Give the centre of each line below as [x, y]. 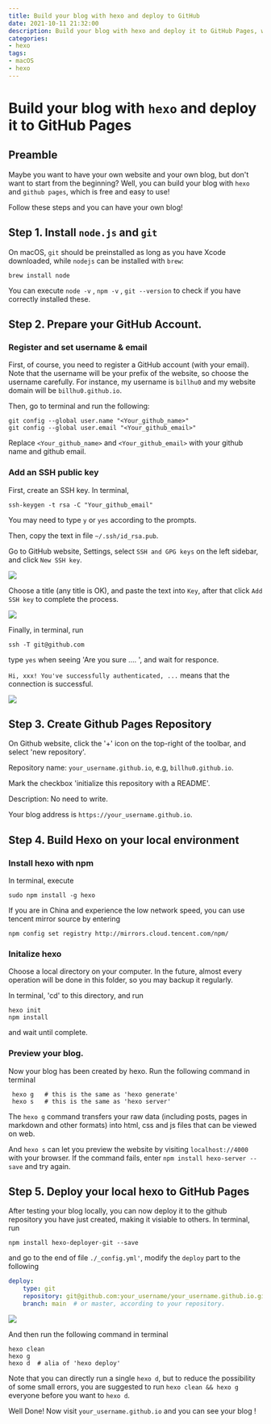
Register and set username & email [78, 347]
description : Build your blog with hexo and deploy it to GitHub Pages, [133, 31]
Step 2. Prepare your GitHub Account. [105, 324]
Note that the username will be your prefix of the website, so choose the [129, 374]
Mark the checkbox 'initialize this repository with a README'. [109, 783]
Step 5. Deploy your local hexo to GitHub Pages [129, 1192]
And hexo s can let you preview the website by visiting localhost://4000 [128, 1149]
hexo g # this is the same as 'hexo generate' [95, 1094]
